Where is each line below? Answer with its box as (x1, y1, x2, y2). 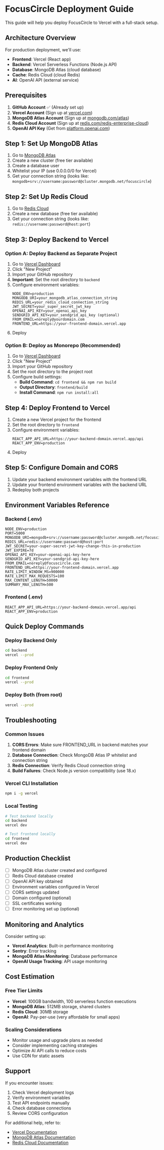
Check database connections (12, 1105, 72, 1111)
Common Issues (5, 730, 45, 737)
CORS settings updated (12, 889, 60, 895)
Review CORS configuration (12, 1110, 68, 1116)
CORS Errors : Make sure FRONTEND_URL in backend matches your (12, 742, 148, 748)
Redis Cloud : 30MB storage (12, 1009, 68, 1015)
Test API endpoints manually (12, 1100, 70, 1106)
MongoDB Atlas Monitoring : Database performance (12, 953, 118, 959)
